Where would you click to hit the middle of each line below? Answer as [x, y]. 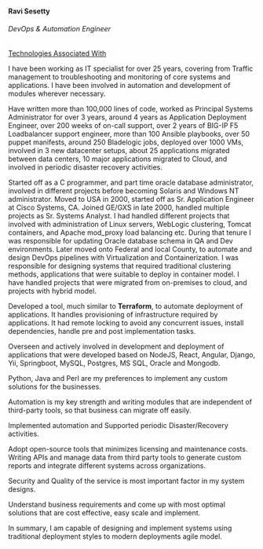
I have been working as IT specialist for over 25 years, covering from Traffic [131, 68]
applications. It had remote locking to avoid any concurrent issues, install [126, 323]
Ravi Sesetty [29, 11]
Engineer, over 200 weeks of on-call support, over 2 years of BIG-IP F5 [123, 125]
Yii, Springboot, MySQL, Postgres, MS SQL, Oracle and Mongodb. [114, 363]
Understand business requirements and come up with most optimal [117, 504]
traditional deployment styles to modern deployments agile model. [115, 536]
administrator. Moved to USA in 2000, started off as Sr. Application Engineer [131, 199]
